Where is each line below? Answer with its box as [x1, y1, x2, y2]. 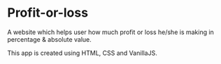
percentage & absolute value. [7, 35, 92, 43]
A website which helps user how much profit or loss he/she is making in [7, 28, 215, 36]
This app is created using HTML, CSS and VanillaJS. [7, 49, 157, 57]
